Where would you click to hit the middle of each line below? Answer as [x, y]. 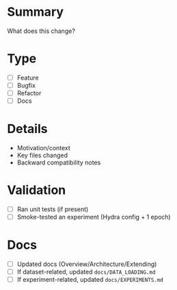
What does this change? [41, 31]
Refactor [29, 93]
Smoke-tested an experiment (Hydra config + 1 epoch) [94, 217]
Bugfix [26, 85]
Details [27, 129]
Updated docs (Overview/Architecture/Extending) [87, 264]
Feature [28, 77]
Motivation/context [43, 148]
